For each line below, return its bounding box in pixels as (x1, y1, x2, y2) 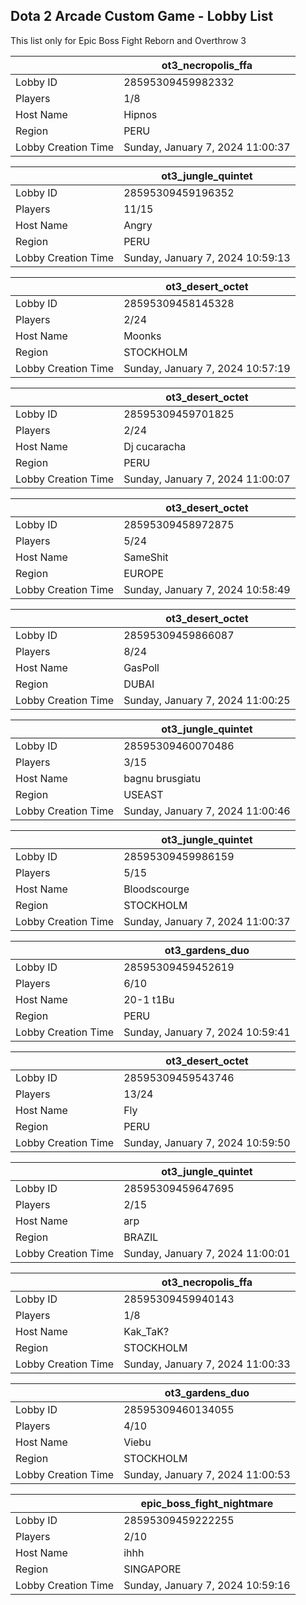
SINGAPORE (123, 1562, 182, 1576)
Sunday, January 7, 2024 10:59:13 (123, 250, 291, 264)
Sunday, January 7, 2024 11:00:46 (123, 804, 291, 818)
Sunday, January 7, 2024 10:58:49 (123, 582, 291, 596)
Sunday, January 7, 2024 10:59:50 (123, 1135, 291, 1149)
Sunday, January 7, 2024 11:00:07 (123, 472, 291, 486)
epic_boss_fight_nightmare (140, 1496, 274, 1510)
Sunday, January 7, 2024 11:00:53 (123, 1467, 291, 1481)
